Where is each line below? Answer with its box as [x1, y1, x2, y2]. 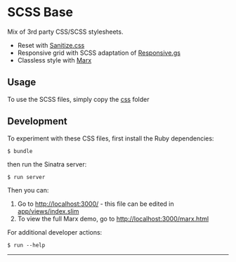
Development [7, 115, 68, 127]
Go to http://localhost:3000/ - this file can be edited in [17, 199, 174, 208]
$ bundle [7, 148, 33, 155]
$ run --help [7, 242, 46, 249]
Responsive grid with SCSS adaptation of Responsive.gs [17, 48, 181, 57]
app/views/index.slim [17, 207, 79, 215]
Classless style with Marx [17, 55, 92, 64]
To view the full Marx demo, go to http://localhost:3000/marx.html [17, 214, 209, 223]
